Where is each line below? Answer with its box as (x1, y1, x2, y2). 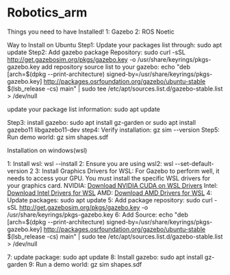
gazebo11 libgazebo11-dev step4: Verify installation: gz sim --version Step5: (7, 125, 220, 134)
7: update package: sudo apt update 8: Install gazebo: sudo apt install (7, 252, 203, 261)
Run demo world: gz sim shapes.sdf (7, 132, 108, 141)
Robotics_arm (7, 5, 88, 21)
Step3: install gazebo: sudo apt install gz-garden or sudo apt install (7, 118, 196, 126)
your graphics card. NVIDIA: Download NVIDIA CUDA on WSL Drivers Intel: (7, 181, 218, 189)
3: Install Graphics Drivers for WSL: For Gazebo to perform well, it (34, 167, 220, 175)
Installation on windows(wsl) (7, 146, 88, 154)
